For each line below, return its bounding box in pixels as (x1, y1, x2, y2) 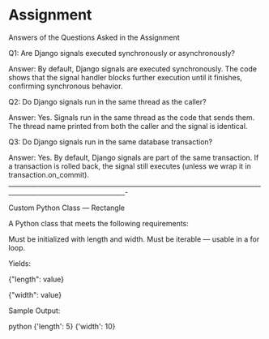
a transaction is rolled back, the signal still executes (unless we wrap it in (8, 161, 251, 171)
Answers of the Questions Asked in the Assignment (8, 32, 180, 42)
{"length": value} (8, 274, 65, 284)
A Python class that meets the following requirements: (8, 218, 189, 228)
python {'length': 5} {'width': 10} (8, 321, 116, 331)
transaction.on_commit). (8, 169, 89, 179)
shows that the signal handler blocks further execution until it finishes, (8, 72, 243, 82)
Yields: (8, 258, 32, 268)
